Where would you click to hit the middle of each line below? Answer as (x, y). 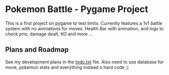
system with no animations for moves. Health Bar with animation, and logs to (84, 28)
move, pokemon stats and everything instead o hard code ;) (67, 67)
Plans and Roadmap (37, 50)
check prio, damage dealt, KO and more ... (49, 34)
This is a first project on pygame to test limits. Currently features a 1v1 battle (84, 23)
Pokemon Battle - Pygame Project (77, 9)
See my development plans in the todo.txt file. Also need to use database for (84, 62)
